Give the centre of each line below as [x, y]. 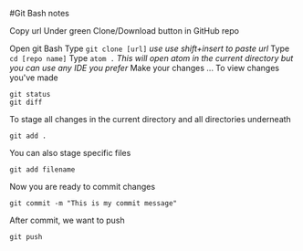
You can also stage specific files [70, 153]
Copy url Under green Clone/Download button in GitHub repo [125, 31]
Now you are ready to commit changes [83, 187]
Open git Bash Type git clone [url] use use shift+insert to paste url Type [150, 48]
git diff [26, 102]
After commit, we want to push [67, 220]
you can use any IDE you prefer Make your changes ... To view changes [145, 68]
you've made [34, 78]
